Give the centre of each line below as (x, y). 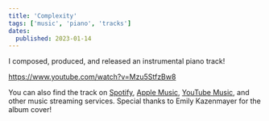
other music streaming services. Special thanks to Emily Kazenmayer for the (135, 101)
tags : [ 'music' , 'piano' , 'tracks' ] (70, 23)
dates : (19, 31)
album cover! (30, 110)
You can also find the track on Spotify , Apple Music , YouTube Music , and (129, 93)
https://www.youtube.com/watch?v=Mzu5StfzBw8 (92, 77)
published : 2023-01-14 (54, 38)
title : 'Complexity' (43, 16)
